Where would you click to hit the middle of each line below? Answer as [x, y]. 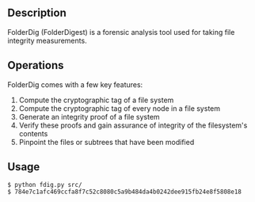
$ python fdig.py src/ [45, 185]
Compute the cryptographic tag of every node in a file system [120, 108]
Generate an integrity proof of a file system [89, 116]
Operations [36, 65]
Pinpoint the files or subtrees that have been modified [107, 142]
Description [37, 13]
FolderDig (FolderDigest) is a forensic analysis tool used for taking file [121, 32]
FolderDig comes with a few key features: [75, 84]
